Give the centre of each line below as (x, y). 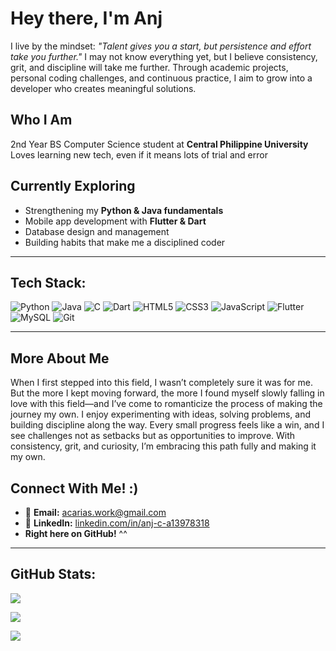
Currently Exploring (73, 186)
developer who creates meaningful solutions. (103, 88)
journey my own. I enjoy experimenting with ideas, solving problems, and (161, 414)
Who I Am (41, 120)
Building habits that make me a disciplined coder (125, 242)
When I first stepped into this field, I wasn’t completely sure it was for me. (161, 383)
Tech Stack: (48, 282)
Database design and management (97, 231)
